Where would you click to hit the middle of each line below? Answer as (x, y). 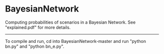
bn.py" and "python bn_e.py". (35, 46)
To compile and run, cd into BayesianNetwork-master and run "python (76, 41)
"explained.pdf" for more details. (38, 27)
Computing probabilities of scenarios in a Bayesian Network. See (70, 22)
